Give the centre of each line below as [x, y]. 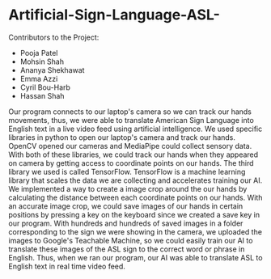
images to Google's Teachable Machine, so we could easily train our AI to [131, 240]
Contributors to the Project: [54, 37]
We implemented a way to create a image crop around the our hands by [128, 188]
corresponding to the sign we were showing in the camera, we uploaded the [135, 231]
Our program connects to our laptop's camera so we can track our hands [130, 112]
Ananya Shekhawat [52, 70]
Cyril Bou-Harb [45, 87]
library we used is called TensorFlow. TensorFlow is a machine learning [127, 171]
